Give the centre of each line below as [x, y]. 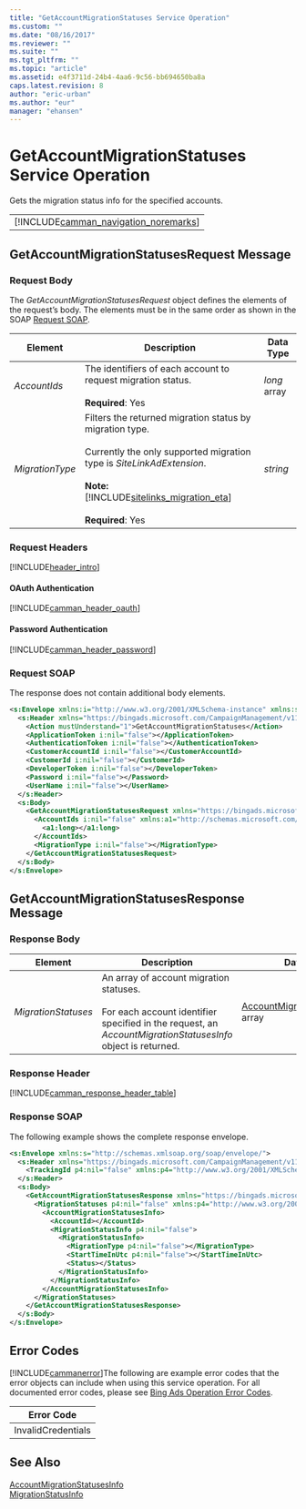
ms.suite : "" [34, 52]
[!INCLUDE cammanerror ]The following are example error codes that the [144, 1372]
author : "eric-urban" [51, 94]
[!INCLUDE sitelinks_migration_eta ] [158, 497]
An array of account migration [165, 978]
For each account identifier [159, 1012]
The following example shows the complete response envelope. [129, 1137]
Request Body [41, 280]
